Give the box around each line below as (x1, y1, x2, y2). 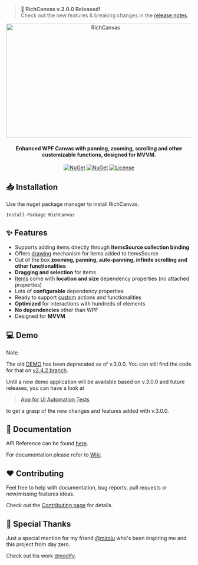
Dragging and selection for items (14, 268, 96, 275)
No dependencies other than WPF (14, 306, 99, 313)
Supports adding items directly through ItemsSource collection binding (14, 244, 190, 251)
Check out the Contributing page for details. (6, 502, 113, 509)
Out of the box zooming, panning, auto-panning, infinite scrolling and (14, 256, 187, 263)
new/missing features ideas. (6, 490, 75, 498)
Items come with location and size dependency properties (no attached (14, 275, 190, 282)
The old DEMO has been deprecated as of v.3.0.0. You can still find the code (6, 360, 192, 367)
